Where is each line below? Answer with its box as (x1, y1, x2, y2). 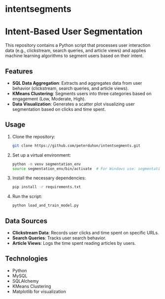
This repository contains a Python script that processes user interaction (5, 42, 151, 48)
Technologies (5, 255, 48, 263)
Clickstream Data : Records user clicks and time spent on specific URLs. (12, 230, 159, 235)
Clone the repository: (12, 133, 56, 139)
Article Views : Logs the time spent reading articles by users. (12, 240, 136, 246)
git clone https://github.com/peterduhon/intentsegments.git (12, 143, 141, 148)
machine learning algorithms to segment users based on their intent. (5, 53, 144, 59)
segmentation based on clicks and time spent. (12, 106, 106, 112)
